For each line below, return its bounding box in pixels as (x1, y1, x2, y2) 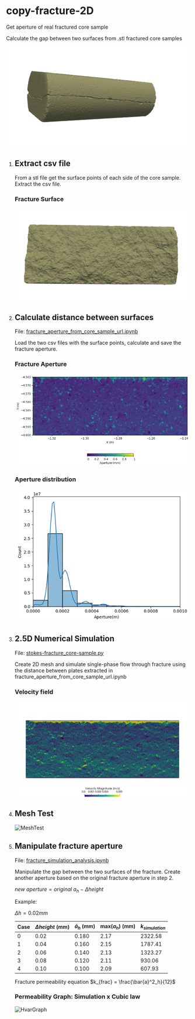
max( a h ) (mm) (100, 922, 136, 931)
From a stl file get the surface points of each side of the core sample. (14, 174, 181, 181)
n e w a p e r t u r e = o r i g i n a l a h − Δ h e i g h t (14, 886, 104, 894)
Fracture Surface (14, 195, 64, 203)
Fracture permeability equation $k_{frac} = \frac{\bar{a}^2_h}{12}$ (14, 978, 176, 985)
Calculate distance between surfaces (14, 312, 154, 322)
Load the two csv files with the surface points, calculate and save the (14, 339, 182, 346)
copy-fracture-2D (6, 4, 94, 18)
